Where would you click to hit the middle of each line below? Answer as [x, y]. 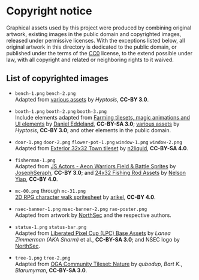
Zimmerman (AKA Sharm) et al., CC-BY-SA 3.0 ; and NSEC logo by [97, 239]
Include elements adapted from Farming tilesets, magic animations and [102, 117]
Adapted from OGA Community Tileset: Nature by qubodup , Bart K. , [99, 264]
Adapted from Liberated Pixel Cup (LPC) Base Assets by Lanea [93, 233]
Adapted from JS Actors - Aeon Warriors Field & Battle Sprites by [95, 166]
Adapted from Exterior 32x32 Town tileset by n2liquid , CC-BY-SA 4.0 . [102, 148]
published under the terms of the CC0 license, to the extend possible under [99, 53]
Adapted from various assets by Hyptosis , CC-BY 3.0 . [82, 99]
